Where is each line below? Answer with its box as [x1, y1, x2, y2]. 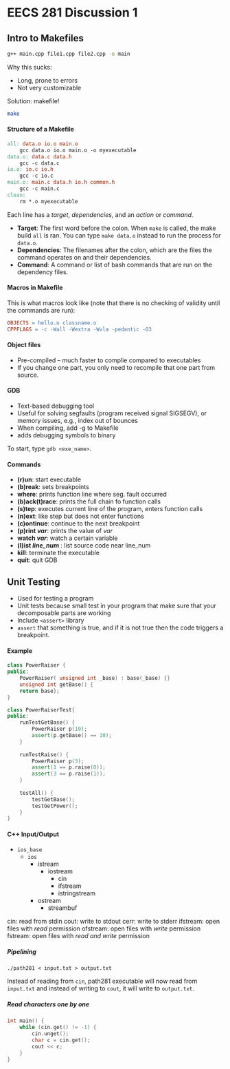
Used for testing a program [16, 594, 94, 603]
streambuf [47, 904, 78, 912]
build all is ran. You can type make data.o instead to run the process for [16, 231, 221, 239]
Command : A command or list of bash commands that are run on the [16, 260, 213, 269]
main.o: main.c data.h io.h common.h [7, 179, 115, 186]
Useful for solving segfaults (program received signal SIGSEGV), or [16, 409, 207, 417]
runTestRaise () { [19, 751, 69, 758]
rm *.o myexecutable [19, 198, 78, 205]
